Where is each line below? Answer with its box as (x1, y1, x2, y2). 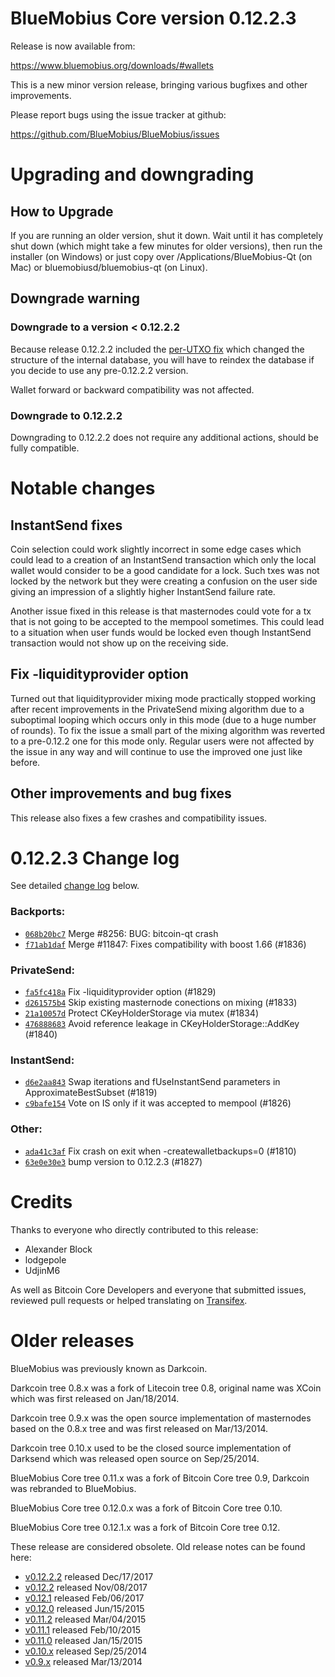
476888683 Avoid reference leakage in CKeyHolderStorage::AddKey (24, 1018, 300, 1030)
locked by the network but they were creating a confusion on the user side (10, 575, 318, 587)
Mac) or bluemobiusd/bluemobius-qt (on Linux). (10, 261, 208, 273)
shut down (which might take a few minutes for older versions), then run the (10, 240, 323, 252)
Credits (10, 1190, 73, 1213)
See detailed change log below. (10, 880, 140, 892)
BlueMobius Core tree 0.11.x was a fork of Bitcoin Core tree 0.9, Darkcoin (10, 1472, 310, 1484)
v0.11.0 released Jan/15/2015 (24, 1634, 143, 1646)
